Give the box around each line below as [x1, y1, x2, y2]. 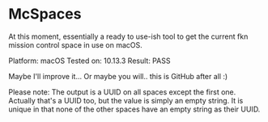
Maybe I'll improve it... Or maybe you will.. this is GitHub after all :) [8, 71, 228, 81]
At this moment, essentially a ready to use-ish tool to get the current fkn [8, 32, 249, 41]
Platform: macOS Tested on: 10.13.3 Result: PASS [8, 56, 171, 65]
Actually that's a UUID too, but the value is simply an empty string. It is [8, 95, 244, 105]
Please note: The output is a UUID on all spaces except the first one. [8, 86, 236, 97]
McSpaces [8, 5, 82, 23]
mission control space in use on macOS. [8, 40, 143, 49]
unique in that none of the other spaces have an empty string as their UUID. [8, 104, 261, 114]
